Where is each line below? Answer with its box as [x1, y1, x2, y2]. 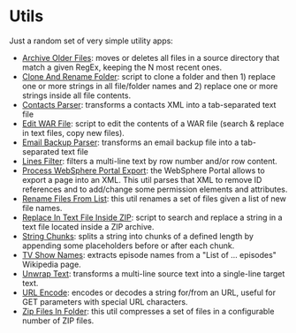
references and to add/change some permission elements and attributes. [21, 184, 288, 194]
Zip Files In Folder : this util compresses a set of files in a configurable [21, 306, 275, 316]
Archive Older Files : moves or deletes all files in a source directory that [21, 52, 280, 63]
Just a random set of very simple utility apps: [9, 35, 174, 46]
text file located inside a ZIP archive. [21, 221, 155, 231]
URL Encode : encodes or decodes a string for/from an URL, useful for [21, 287, 277, 298]
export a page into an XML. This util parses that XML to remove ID [21, 174, 262, 185]
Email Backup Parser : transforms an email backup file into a [21, 137, 239, 148]
